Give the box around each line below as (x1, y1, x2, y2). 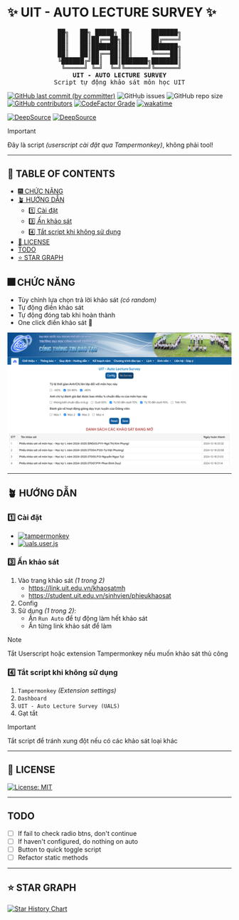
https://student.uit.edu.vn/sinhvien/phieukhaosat (28, 591, 172, 599)
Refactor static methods (17, 853, 89, 862)
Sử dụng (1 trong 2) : (17, 606, 77, 615)
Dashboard (17, 696, 48, 703)
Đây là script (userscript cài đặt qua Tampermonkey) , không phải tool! (7, 140, 213, 149)
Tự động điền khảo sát (17, 303, 84, 311)
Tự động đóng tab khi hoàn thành (17, 311, 116, 319)
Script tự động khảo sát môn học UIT (53, 78, 186, 86)
